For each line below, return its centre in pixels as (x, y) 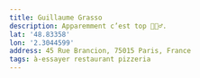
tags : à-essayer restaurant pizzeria (80, 59)
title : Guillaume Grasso (56, 17)
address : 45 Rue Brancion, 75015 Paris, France (100, 51)
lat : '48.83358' (40, 34)
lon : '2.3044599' (42, 43)
